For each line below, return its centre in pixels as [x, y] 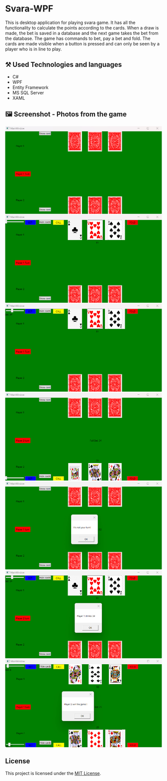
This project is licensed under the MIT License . [53, 773]
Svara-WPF [29, 9]
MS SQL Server [28, 92]
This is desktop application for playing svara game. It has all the [70, 22]
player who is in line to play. [34, 49]
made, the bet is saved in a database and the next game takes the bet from [82, 33]
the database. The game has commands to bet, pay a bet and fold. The [78, 38]
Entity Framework [30, 87]
